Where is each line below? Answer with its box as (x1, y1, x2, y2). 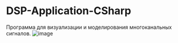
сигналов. (6, 29, 31, 37)
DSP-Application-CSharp (6, 4, 132, 18)
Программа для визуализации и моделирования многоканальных (6, 24, 172, 31)
